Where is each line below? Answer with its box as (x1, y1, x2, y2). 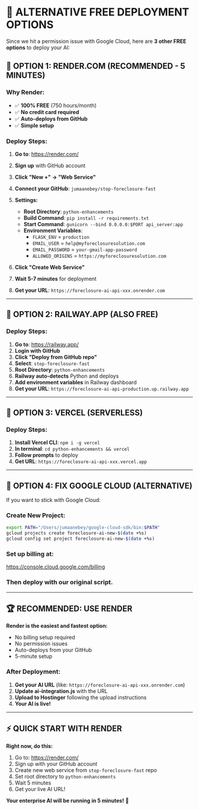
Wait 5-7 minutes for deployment (14, 275, 97, 282)
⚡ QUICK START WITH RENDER (6, 724, 123, 734)
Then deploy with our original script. (6, 578, 114, 587)
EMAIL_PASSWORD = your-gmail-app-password (32, 246, 137, 253)
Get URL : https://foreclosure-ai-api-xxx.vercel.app (14, 458, 147, 465)
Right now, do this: (6, 742, 53, 749)
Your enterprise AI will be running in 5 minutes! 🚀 (6, 797, 129, 804)
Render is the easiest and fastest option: (6, 622, 108, 629)
